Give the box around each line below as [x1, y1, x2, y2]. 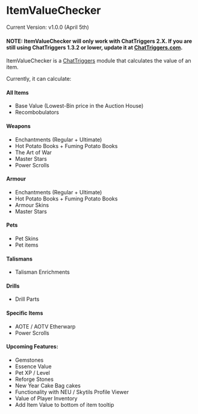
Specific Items [6, 309, 43, 317]
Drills [6, 282, 20, 289]
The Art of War [14, 149, 52, 156]
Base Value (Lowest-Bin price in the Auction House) [14, 102, 144, 110]
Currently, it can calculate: [6, 75, 72, 82]
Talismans [6, 255, 33, 262]
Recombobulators [14, 109, 59, 116]
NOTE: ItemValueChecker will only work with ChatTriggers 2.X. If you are [6, 37, 193, 45]
